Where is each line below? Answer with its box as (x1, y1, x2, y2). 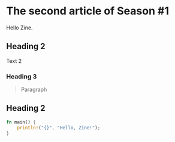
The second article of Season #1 (6, 4, 170, 18)
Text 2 (6, 57, 22, 64)
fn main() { (6, 119, 36, 125)
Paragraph (20, 86, 47, 93)
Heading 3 (6, 72, 37, 80)
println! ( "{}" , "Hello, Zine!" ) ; (17, 125, 101, 131)
